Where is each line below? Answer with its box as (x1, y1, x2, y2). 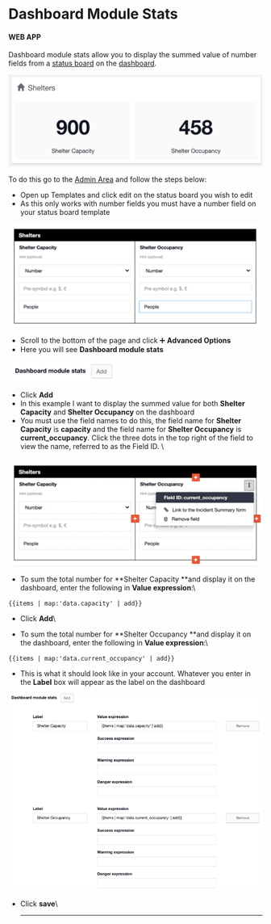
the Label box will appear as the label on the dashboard (19, 678, 206, 687)
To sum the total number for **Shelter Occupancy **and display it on (19, 629, 252, 639)
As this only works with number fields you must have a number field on (19, 199, 256, 208)
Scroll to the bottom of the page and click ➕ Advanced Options (19, 336, 231, 346)
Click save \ (19, 899, 58, 909)
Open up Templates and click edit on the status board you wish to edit (19, 191, 253, 200)
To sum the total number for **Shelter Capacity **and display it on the (19, 574, 256, 584)
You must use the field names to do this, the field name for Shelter (19, 416, 242, 426)
